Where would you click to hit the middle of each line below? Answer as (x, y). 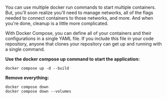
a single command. (25, 49)
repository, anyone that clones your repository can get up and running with (84, 44)
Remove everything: (27, 78)
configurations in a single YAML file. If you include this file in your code (79, 38)
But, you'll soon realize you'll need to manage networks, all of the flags (79, 13)
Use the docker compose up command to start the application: (73, 59)
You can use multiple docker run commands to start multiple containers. (81, 7)
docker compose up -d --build (37, 68)
